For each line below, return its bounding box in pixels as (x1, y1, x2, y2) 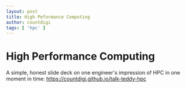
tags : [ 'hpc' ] (6, 24, 46, 31)
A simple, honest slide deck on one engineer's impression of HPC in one (6, 69, 180, 76)
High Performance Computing (6, 50, 155, 63)
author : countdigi (6, 19, 51, 25)
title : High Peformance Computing (6, 14, 91, 20)
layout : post (6, 8, 38, 15)
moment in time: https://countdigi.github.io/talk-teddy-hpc (6, 75, 147, 82)
